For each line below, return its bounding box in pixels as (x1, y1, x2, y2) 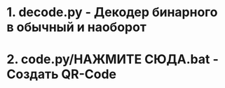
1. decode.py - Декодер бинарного (6, 4, 218, 20)
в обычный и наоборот (6, 19, 146, 35)
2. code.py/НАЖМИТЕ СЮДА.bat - (6, 51, 219, 68)
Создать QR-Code (6, 66, 117, 82)
